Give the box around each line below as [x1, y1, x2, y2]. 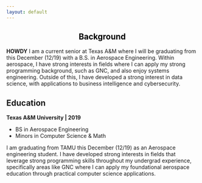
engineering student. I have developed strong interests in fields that [6, 151, 176, 158]
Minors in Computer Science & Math [15, 132, 106, 140]
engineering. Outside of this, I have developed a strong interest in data [6, 74, 183, 81]
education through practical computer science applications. [6, 170, 156, 178]
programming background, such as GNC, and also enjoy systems [6, 67, 170, 74]
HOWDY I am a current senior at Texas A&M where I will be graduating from [6, 48, 197, 55]
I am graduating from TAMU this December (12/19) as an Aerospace [6, 144, 176, 151]
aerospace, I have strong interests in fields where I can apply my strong [6, 60, 186, 68]
